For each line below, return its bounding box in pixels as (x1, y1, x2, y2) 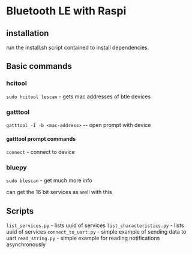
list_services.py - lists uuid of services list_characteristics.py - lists (6, 222, 184, 229)
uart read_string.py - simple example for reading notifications (6, 235, 160, 242)
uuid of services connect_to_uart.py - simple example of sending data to (6, 228, 187, 235)
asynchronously (6, 241, 46, 248)
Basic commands (6, 61, 72, 71)
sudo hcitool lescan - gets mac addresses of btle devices (6, 93, 151, 100)
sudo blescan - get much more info (6, 177, 92, 184)
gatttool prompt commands (6, 135, 76, 142)
